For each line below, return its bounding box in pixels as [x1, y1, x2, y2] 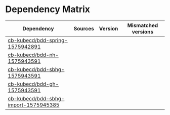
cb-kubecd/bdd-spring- [8, 36, 68, 44]
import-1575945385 [8, 101, 60, 108]
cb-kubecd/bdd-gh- [8, 80, 59, 87]
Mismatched [127, 22, 158, 29]
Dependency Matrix [5, 4, 90, 15]
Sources [73, 25, 95, 32]
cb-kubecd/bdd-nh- [8, 51, 59, 58]
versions [132, 28, 153, 35]
